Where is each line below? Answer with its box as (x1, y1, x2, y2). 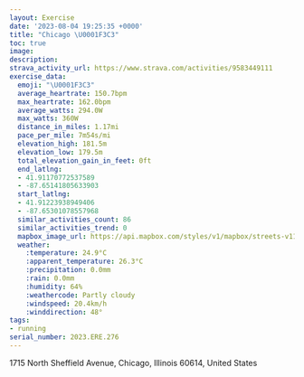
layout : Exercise (9, 13, 75, 23)
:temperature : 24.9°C (25, 249, 107, 258)
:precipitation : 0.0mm (25, 266, 111, 275)
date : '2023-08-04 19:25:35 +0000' (9, 22, 144, 31)
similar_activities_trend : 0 (17, 223, 128, 232)
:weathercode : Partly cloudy (25, 290, 136, 299)
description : (9, 55, 59, 64)
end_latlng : (17, 165, 63, 174)
